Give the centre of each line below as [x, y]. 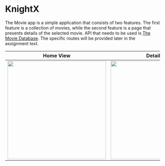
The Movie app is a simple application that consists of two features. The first [82, 23]
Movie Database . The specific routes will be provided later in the [70, 38]
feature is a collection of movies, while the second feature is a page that [78, 28]
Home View [57, 55]
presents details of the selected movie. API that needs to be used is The [78, 33]
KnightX [22, 9]
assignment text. [22, 43]
